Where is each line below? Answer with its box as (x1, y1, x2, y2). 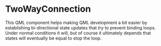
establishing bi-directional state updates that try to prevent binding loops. (5, 24, 156, 30)
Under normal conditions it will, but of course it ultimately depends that (5, 30, 151, 36)
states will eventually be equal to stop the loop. (5, 35, 102, 41)
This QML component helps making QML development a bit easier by (5, 20, 148, 25)
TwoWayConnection (5, 3, 91, 15)
